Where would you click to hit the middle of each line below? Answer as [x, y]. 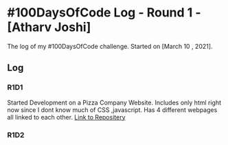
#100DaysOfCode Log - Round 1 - [104, 13]
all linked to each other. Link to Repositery [66, 117]
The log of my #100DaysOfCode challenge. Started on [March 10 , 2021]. [110, 46]
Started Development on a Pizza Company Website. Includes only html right [114, 102]
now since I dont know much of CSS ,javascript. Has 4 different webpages [112, 110]
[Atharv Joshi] [49, 27]
